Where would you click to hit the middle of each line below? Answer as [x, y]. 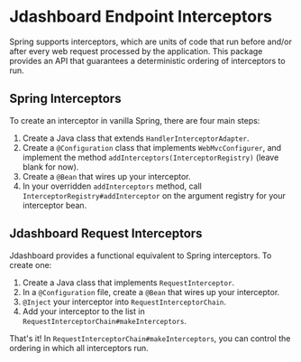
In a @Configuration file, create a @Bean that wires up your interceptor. [151, 292]
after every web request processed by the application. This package [136, 51]
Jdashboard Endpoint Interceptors [141, 17]
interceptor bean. [55, 205]
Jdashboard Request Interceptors [106, 233]
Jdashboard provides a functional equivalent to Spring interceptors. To [141, 255]
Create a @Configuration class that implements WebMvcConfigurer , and [152, 147]
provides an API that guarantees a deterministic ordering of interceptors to [147, 60]
